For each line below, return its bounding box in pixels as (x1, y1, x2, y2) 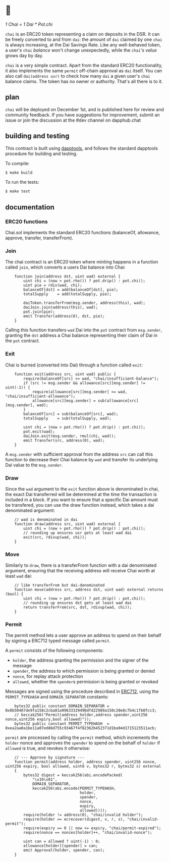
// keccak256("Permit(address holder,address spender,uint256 (14, 713, 148, 718)
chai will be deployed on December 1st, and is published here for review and (5, 106, 164, 113)
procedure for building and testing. (5, 150, 78, 156)
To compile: (5, 160, 30, 166)
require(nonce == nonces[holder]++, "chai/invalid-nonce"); (23, 830, 152, 835)
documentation (5, 203, 54, 211)
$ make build (5, 170, 33, 175)
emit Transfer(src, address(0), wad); (23, 438, 105, 443)
